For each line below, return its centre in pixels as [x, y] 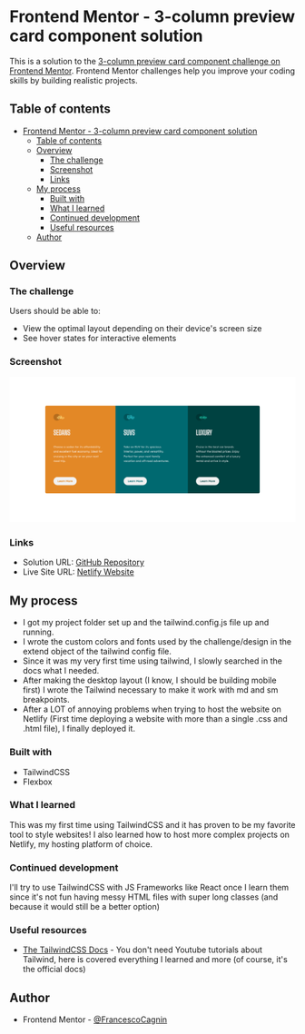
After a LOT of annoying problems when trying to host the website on [152, 709]
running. [38, 632]
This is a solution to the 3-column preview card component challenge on [145, 61]
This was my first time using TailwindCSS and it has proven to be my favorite [152, 824]
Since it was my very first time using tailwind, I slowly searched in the [152, 661]
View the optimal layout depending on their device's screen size [142, 329]
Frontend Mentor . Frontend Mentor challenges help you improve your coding [152, 71]
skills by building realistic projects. [74, 80]
